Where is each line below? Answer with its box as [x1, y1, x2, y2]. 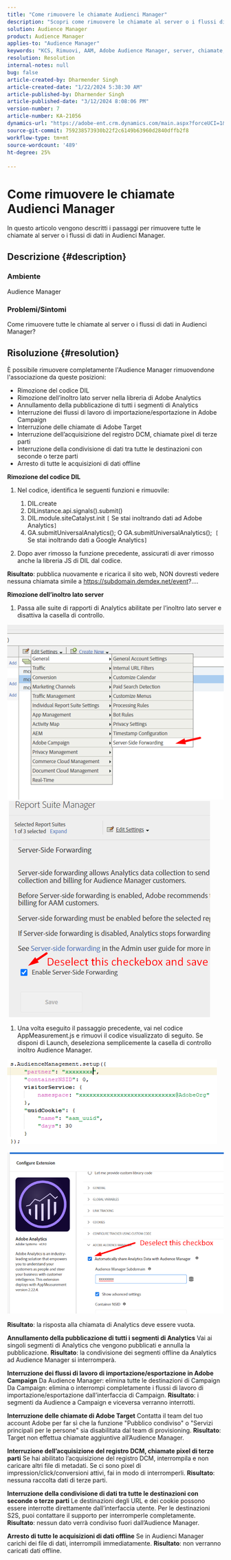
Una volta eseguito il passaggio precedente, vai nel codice [16, 1024, 184, 1032]
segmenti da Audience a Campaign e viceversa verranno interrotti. [7, 1398, 195, 1406]
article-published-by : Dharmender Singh [7, 91, 125, 98]
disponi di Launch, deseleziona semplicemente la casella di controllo [16, 1038, 212, 1046]
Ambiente [7, 272, 41, 281]
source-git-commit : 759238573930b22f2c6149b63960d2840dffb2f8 [7, 127, 189, 134]
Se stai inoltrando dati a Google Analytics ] [27, 536, 148, 544]
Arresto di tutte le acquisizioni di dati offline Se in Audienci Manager [7, 1532, 204, 1540]
